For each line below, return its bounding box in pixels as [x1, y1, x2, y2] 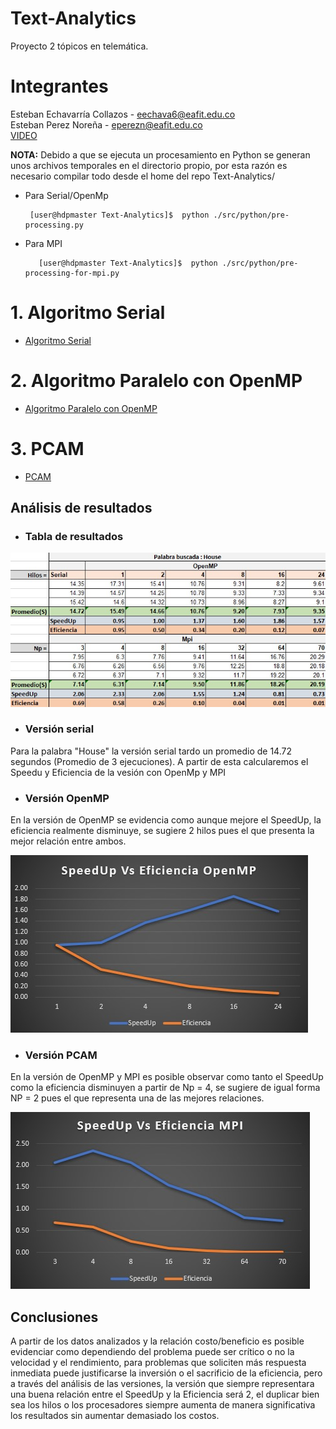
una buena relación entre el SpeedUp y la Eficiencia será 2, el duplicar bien [10, 1388, 320, 1401]
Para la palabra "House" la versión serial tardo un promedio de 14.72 [10, 745, 292, 757]
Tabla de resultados [24, 530, 124, 543]
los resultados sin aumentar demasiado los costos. [10, 1410, 220, 1422]
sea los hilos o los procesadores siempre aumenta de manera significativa [10, 1399, 316, 1411]
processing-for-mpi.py [24, 268, 120, 278]
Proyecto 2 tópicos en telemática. [10, 40, 149, 52]
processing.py [24, 220, 84, 230]
